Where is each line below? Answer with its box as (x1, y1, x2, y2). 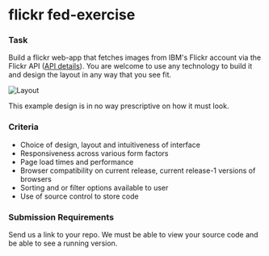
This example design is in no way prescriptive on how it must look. (8, 101, 229, 111)
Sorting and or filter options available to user (19, 183, 169, 192)
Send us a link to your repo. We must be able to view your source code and (8, 230, 258, 240)
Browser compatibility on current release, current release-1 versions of (19, 166, 256, 175)
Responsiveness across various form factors (19, 148, 169, 158)
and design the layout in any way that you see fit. (8, 70, 172, 80)
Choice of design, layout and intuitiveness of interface (19, 140, 200, 149)
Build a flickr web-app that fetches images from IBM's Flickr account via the (8, 52, 261, 62)
